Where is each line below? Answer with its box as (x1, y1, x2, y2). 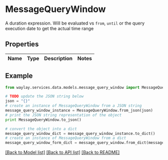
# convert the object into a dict (5, 126, 77, 131)
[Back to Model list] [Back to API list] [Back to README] (5, 149, 120, 155)
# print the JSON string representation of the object (5, 112, 122, 117)
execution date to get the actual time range (5, 25, 94, 31)
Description (44, 55, 72, 62)
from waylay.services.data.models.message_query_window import (5, 85, 140, 90)
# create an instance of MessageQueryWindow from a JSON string (5, 103, 142, 108)
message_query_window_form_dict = (5, 140, 77, 145)
